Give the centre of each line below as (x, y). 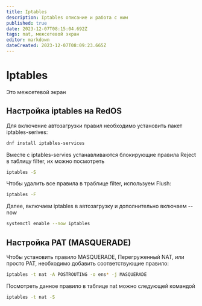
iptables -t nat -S (31, 297)
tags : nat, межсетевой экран (43, 34)
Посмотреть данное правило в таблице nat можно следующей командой (101, 286)
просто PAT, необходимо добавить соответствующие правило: (87, 263)
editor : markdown (28, 40)
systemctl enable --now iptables (48, 224)
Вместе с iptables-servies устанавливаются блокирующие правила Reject (101, 155)
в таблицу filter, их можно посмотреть (55, 161)
